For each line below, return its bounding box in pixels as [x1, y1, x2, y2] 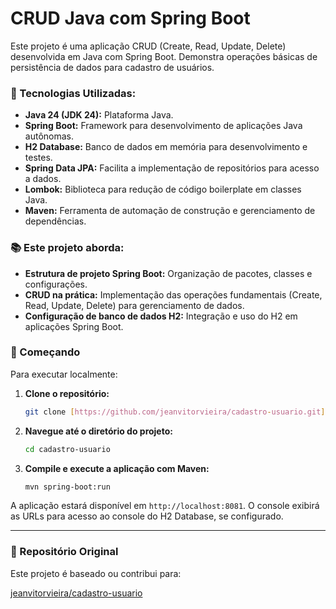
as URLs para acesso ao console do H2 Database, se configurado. [10, 510, 284, 522]
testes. [24, 152, 53, 164]
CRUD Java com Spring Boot [10, 7, 251, 30]
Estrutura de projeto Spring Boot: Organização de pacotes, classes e [24, 267, 313, 279]
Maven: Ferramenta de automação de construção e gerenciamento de [24, 205, 316, 217]
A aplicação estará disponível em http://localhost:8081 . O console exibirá [10, 500, 320, 512]
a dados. [24, 173, 62, 185]
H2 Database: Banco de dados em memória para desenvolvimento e [24, 141, 308, 153]
